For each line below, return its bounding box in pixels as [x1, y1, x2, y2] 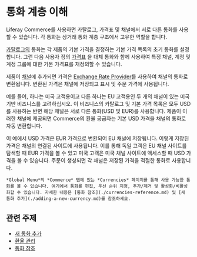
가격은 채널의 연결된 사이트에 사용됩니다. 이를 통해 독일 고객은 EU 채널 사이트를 [6, 142, 187, 149]
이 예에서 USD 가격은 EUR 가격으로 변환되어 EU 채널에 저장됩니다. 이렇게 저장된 [6, 135, 189, 142]
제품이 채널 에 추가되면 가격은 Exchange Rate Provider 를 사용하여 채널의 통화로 [6, 73, 188, 80]
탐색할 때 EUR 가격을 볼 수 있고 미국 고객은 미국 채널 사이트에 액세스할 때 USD [6, 149, 185, 156]
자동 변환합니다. [6, 122, 43, 129]
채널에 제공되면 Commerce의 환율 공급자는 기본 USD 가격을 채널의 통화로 [16, 115, 186, 122]
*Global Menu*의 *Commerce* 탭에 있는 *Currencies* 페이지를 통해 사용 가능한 [6, 177, 184, 183]
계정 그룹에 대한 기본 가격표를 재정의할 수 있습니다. [6, 60, 122, 68]
